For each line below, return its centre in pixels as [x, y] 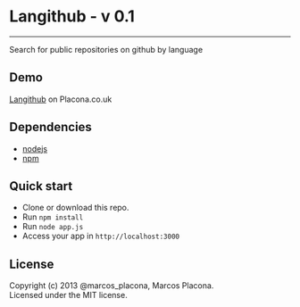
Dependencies [50, 127]
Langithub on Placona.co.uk [61, 99]
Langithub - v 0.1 [72, 17]
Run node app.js [53, 227]
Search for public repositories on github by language [106, 49]
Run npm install [53, 217]
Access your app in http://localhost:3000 [101, 236]
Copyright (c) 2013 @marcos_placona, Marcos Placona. [112, 286]
